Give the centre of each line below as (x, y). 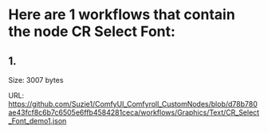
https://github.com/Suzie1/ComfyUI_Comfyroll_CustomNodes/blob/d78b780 (133, 104)
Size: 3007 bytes (36, 80)
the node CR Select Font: (92, 31)
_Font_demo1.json (37, 121)
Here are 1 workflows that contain (122, 15)
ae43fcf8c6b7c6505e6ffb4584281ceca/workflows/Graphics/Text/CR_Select (134, 112)
